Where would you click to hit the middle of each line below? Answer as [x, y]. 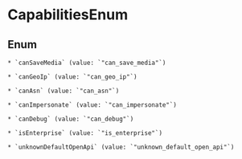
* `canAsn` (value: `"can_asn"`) [64, 91]
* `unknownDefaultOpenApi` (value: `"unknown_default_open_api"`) [121, 147]
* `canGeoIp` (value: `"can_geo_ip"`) [72, 77]
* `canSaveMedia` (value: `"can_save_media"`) [87, 63]
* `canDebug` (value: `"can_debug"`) [71, 119]
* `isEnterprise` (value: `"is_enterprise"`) [85, 133]
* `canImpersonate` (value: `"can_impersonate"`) [92, 105]
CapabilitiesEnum [68, 15]
